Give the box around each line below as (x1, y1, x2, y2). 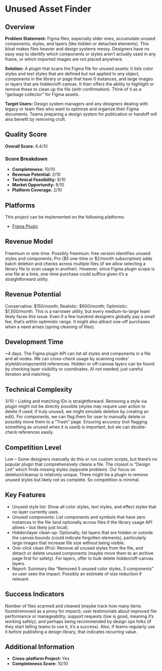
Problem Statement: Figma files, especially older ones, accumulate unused (5, 35, 156, 41)
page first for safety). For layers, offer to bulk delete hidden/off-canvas (12, 555, 154, 561)
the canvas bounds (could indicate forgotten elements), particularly (12, 535, 147, 540)
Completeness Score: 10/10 (12, 661, 69, 667)
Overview (5, 23, 35, 31)
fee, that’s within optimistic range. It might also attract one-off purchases (5, 319, 150, 324)
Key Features (5, 491, 46, 499)
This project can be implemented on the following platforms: (5, 214, 125, 219)
